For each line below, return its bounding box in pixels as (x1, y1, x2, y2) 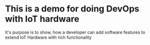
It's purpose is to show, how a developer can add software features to (5, 29, 146, 35)
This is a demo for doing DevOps (5, 3, 140, 14)
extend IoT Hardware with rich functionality (5, 34, 92, 40)
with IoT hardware (5, 13, 79, 24)
